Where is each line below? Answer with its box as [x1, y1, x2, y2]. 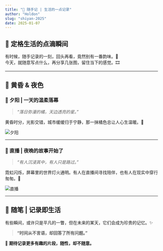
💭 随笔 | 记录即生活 [5, 206, 61, 214]
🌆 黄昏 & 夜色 [5, 81, 44, 90]
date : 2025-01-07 [5, 20, 40, 26]
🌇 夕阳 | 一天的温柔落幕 [5, 97, 59, 104]
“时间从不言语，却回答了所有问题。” [16, 230, 88, 235]
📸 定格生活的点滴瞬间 [5, 40, 68, 48]
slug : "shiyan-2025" [5, 16, 47, 21]
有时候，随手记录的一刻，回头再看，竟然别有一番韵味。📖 [5, 54, 119, 60]
